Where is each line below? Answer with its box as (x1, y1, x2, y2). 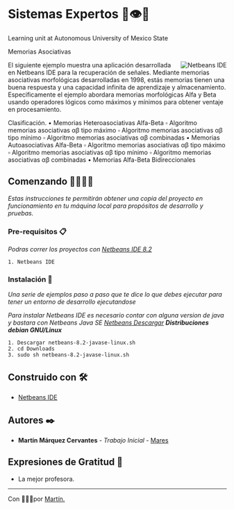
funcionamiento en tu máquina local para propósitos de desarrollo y (8, 201, 203, 210)
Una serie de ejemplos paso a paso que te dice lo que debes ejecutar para (8, 290, 223, 299)
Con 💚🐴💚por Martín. (8, 495, 65, 503)
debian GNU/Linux (8, 326, 62, 334)
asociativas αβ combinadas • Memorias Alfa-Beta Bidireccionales (8, 155, 196, 164)
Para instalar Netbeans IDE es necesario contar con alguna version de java (8, 311, 224, 320)
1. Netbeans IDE (8, 258, 55, 265)
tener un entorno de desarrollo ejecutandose (8, 297, 136, 306)
